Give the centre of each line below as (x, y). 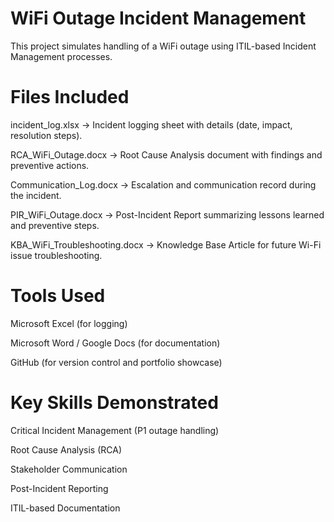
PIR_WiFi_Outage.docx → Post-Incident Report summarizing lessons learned (167, 214)
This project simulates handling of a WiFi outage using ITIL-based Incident (163, 46)
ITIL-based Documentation (65, 508)
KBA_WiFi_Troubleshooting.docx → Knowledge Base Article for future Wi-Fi (166, 244)
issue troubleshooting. (56, 255)
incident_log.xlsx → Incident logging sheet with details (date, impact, (151, 124)
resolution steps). (46, 135)
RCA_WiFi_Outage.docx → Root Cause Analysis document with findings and (166, 154)
